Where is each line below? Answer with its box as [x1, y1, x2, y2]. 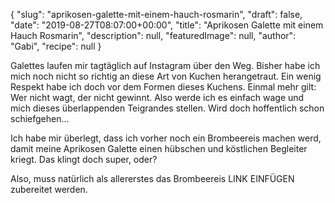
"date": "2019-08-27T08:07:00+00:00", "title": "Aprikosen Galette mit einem [10, 19, 324, 31]
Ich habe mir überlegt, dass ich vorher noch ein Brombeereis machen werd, [10, 132, 322, 144]
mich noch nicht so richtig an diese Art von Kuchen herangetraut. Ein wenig [10, 70, 322, 82]
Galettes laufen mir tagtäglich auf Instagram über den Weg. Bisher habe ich [10, 60, 321, 71]
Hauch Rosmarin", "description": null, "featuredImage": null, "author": [10, 30, 297, 41]
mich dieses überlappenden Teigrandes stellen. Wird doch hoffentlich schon [10, 102, 325, 114]
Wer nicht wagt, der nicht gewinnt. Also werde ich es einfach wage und [10, 92, 305, 103]
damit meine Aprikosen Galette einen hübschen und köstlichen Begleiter [10, 143, 308, 154]
